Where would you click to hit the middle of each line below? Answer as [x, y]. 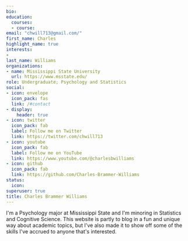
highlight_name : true [32, 44]
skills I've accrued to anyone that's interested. [61, 232]
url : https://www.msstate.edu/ [49, 77]
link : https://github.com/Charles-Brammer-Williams [76, 175]
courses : [22, 22]
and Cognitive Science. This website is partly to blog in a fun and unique [93, 219]
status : [15, 180]
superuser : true [26, 191]
